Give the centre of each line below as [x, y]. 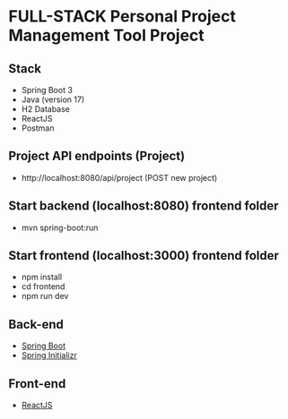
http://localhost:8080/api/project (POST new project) [119, 177]
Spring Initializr [49, 355]
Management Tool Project [107, 35]
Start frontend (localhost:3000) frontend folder [144, 256]
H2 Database [46, 109]
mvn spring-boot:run [60, 227]
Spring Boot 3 [47, 90]
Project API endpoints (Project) [97, 156]
